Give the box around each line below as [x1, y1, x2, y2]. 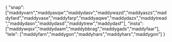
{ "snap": [5, 5, 25, 10]
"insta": [127, 20, 144, 26]
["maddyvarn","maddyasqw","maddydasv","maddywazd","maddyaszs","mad [5, 10, 167, 16]
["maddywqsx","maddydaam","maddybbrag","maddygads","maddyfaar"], [5, 26, 160, 32]
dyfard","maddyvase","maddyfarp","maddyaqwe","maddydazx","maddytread [5, 15, 167, 21]
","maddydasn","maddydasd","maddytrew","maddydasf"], [5, 20, 127, 26]
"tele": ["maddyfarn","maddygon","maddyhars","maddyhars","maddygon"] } [5, 31, 165, 37]
